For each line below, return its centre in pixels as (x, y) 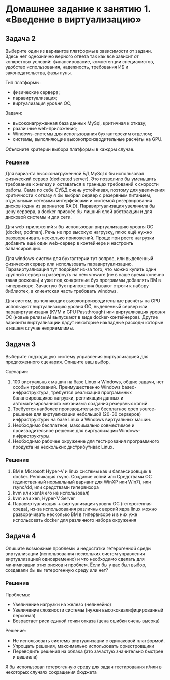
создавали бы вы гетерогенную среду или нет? (57, 570)
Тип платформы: (23, 83)
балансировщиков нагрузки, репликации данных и (68, 398)
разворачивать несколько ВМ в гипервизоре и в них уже (75, 514)
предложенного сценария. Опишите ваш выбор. (58, 362)
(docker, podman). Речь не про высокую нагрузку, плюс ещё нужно (79, 232)
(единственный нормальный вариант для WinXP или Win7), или (82, 482)
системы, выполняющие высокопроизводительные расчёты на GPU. (88, 139)
